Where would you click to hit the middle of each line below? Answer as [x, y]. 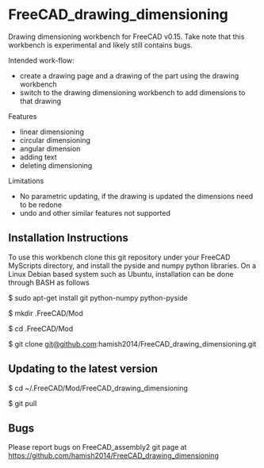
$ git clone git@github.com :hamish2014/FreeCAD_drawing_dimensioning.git [132, 343]
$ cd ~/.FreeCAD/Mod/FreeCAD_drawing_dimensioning [98, 388]
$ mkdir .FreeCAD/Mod [46, 313]
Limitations [26, 181]
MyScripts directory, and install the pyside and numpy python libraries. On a [132, 265]
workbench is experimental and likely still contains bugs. [100, 44]
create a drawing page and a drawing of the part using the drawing [129, 75]
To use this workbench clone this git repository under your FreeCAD [119, 257]
